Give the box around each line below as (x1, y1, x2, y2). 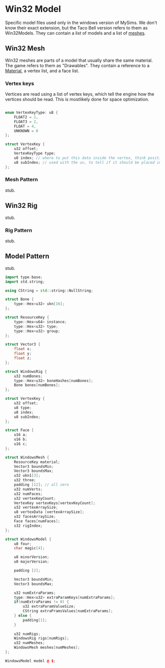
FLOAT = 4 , (14, 124, 36, 128)
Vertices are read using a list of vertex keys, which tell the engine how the (5, 91, 155, 97)
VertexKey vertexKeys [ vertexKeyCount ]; (14, 500, 96, 506)
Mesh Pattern (5, 176, 38, 183)
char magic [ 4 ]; (14, 546, 45, 551)
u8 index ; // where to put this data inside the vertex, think (14, 155, 146, 160)
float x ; (14, 347, 32, 352)
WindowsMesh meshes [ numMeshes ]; (14, 645, 80, 650)
